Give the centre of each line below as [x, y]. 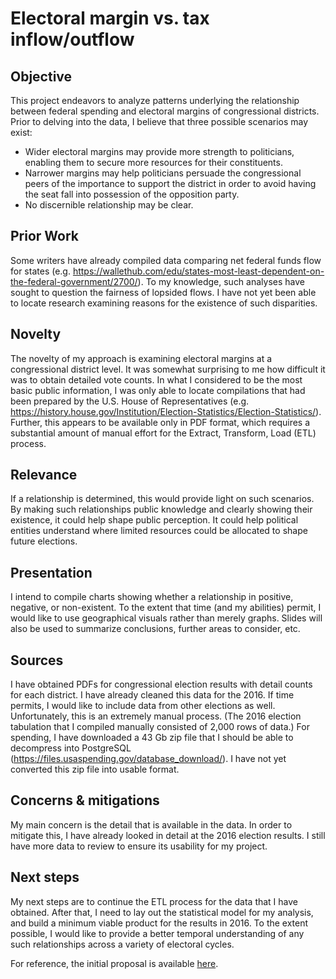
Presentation [51, 572]
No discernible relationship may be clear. [109, 205]
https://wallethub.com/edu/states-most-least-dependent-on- [198, 271]
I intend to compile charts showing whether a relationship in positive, [152, 597]
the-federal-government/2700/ [74, 281]
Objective [41, 76]
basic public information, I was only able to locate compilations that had [158, 390]
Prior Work [45, 236]
